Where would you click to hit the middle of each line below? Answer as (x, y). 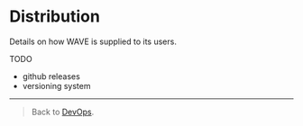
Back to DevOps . (63, 112)
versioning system (56, 85)
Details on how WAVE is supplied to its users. (93, 41)
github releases (51, 76)
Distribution (55, 17)
